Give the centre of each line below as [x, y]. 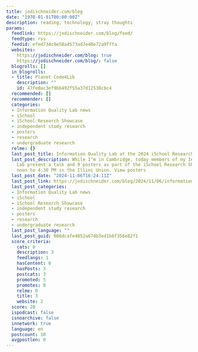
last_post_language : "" [40, 230]
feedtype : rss [29, 39]
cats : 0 [26, 247]
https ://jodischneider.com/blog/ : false [67, 61]
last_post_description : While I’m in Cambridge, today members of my [98, 160]
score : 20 [23, 307]
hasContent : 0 [34, 263]
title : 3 [27, 296]
